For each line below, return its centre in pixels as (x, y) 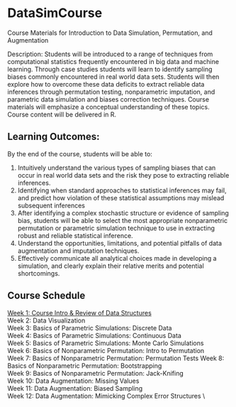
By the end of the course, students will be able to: (80, 153)
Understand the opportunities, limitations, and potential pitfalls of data (119, 243)
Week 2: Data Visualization (46, 320)
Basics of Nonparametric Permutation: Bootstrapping (85, 365)
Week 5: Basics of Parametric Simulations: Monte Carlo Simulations (106, 343)
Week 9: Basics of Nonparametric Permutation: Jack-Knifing (95, 373)
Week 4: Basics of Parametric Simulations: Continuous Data (95, 335)
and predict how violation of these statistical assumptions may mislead (121, 197)
